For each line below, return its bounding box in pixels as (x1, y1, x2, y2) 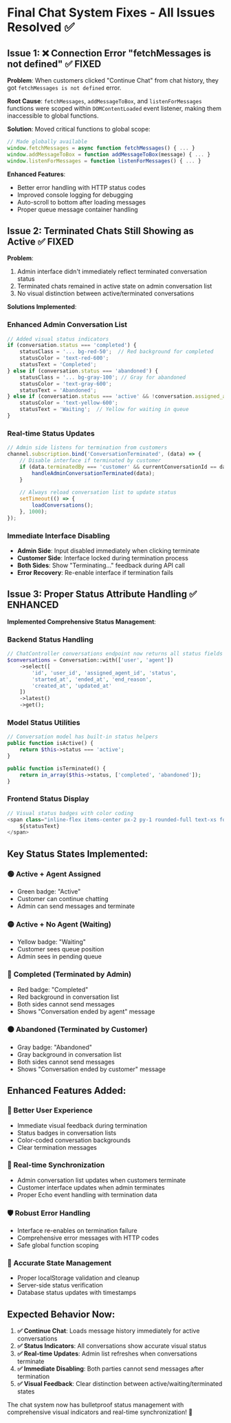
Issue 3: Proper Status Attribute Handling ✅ (7, 589, 197, 600)
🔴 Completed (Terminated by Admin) (7, 969, 132, 979)
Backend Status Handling (7, 635, 94, 644)
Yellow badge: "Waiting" (16, 938, 86, 946)
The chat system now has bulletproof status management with (7, 1401, 184, 1409)
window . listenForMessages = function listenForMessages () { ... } (7, 157, 201, 165)
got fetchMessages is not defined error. (7, 84, 122, 92)
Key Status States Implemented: (7, 848, 148, 860)
